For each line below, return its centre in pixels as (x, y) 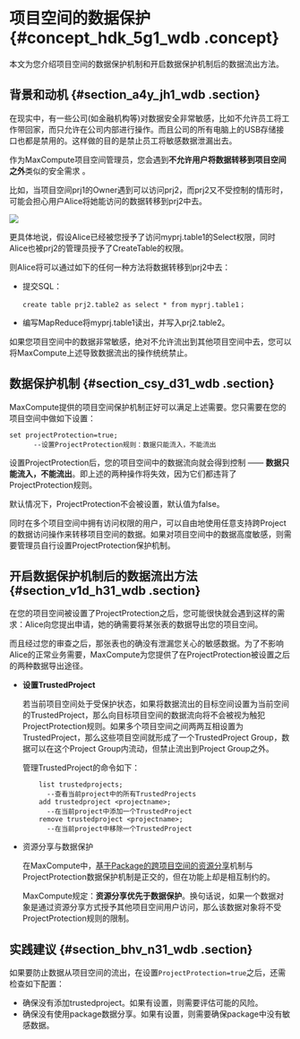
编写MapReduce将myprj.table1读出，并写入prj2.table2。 (126, 322)
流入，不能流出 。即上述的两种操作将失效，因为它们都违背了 (127, 473)
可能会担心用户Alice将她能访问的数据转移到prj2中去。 (108, 201)
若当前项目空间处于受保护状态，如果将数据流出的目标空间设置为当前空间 (155, 704)
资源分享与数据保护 (58, 846)
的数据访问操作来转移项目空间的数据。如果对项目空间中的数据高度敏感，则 (146, 534)
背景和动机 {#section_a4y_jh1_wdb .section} (135, 95)
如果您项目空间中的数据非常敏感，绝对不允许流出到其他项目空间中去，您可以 (150, 341)
